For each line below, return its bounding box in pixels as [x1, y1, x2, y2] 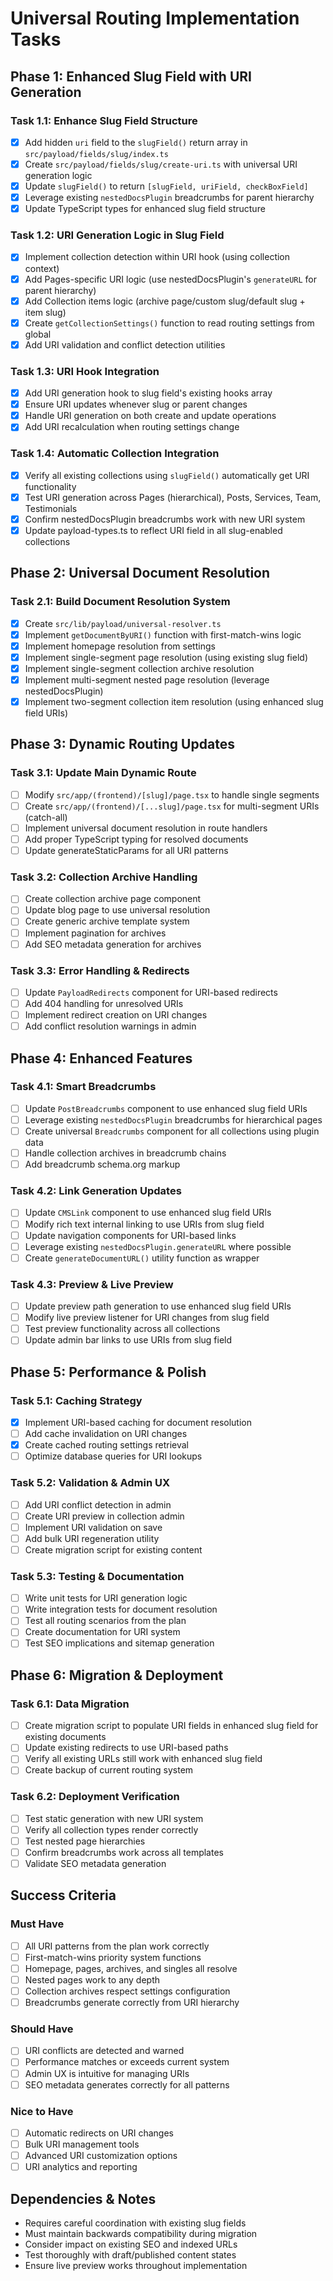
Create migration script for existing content [24, 1543, 203, 1556]
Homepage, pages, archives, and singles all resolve [24, 1962, 238, 1974]
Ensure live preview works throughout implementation [24, 2260, 248, 2271]
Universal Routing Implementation [10, 7, 300, 30]
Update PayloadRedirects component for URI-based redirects [24, 986, 278, 998]
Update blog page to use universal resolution [24, 904, 211, 916]
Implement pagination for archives [24, 927, 167, 939]
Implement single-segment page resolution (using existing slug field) [24, 651, 308, 663]
